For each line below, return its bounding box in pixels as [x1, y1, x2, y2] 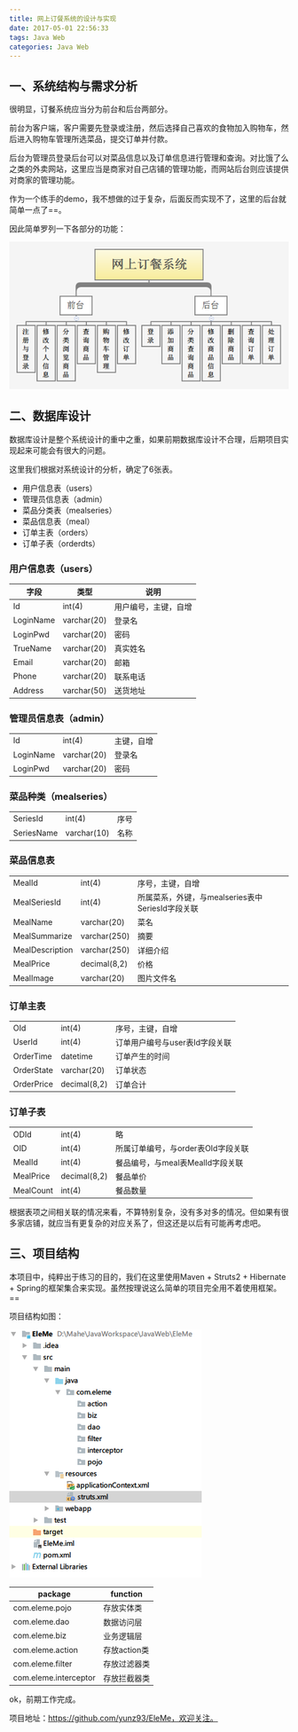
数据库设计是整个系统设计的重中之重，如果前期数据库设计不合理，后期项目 [9, 434, 281, 444]
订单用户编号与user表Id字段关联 [114, 1037, 232, 1047]
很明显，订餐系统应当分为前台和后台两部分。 [9, 104, 173, 114]
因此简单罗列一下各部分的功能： [9, 223, 126, 234]
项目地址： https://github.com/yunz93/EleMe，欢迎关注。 [9, 1712, 219, 1724]
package [37, 1588, 71, 1600]
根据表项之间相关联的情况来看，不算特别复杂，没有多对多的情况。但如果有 [9, 1206, 281, 1217]
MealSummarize [12, 930, 73, 941]
